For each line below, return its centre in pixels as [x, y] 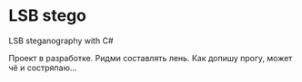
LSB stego [48, 16]
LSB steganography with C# [61, 41]
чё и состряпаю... [43, 68]
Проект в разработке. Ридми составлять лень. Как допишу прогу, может [151, 58]
